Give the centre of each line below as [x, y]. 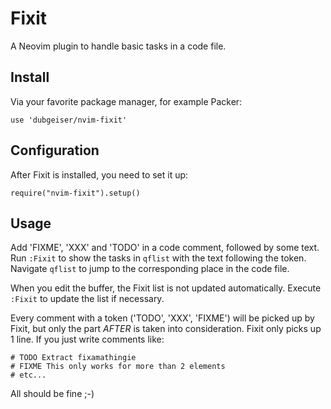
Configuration [55, 150]
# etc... [28, 375]
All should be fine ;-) [52, 394]
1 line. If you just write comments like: [87, 339]
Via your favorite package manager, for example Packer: [126, 101]
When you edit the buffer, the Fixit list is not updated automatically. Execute [166, 288]
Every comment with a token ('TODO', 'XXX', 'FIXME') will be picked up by [162, 318]
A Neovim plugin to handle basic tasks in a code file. [118, 46]
